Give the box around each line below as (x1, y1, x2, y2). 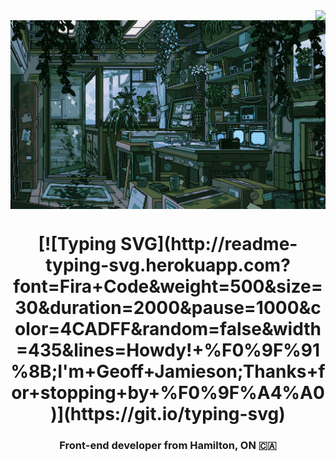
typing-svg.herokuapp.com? (45, 254, 291, 277)
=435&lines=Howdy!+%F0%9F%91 (15, 339, 321, 362)
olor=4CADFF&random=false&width (14, 318, 322, 341)
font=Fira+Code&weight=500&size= (13, 275, 323, 298)
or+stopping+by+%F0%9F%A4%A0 (11, 382, 325, 404)
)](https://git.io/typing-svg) (50, 403, 286, 426)
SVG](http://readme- (119, 233, 298, 256)
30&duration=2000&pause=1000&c (14, 297, 322, 319)
